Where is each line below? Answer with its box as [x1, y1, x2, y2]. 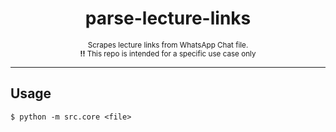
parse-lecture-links [84, 7, 252, 30]
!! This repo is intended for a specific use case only [79, 48, 257, 59]
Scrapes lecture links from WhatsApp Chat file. [87, 40, 249, 50]
